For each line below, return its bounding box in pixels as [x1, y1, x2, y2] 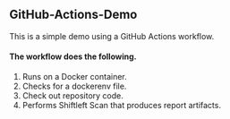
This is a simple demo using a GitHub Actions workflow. [9, 30, 215, 41]
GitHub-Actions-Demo [9, 7, 138, 22]
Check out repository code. [21, 90, 124, 101]
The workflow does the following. [9, 51, 137, 62]
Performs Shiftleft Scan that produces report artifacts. [21, 100, 222, 111]
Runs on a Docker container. [21, 72, 127, 82]
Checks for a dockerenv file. [21, 81, 127, 92]
